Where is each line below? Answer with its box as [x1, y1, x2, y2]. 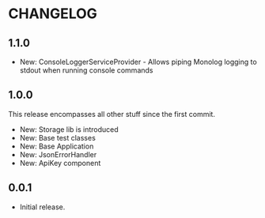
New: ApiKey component [19, 158, 101, 167]
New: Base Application [19, 141, 94, 151]
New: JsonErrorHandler [19, 149, 97, 159]
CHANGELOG [8, 5, 97, 23]
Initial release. [19, 202, 66, 212]
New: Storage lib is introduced [19, 124, 119, 134]
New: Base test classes [19, 133, 97, 142]
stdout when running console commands [19, 66, 153, 75]
